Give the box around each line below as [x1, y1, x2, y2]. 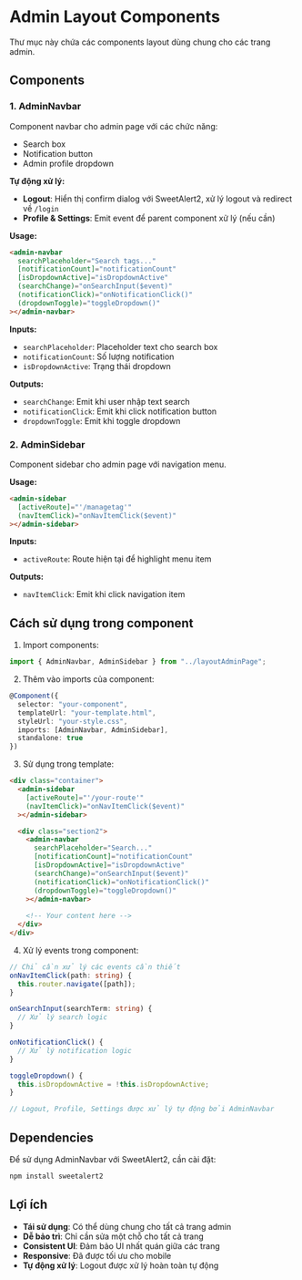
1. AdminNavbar [9, 100, 82, 113]
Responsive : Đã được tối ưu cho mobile [22, 1250, 172, 1261]
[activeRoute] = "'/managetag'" [17, 502, 132, 511]
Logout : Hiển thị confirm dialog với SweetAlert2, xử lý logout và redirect [22, 193, 293, 204]
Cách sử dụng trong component [9, 615, 194, 631]
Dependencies [9, 1130, 94, 1145]
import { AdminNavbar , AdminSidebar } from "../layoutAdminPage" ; [9, 657, 267, 666]
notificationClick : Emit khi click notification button [22, 406, 217, 417]
